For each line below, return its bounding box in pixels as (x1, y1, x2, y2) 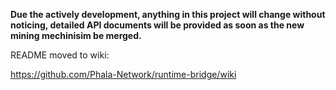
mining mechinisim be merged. (10, 30, 142, 41)
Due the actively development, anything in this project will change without (10, 9, 326, 20)
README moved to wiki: (10, 49, 110, 61)
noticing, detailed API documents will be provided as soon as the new (10, 19, 305, 31)
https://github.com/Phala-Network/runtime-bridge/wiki (10, 69, 237, 80)
